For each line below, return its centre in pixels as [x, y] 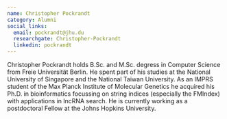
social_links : [27, 26]
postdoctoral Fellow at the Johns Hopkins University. [82, 108]
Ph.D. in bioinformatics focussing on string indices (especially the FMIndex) [114, 94]
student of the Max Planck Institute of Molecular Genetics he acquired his [111, 87]
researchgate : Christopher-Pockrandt [67, 39]
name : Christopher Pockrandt [49, 13]
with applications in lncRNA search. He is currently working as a [97, 101]
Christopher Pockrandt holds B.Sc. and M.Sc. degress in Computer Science [114, 65]
